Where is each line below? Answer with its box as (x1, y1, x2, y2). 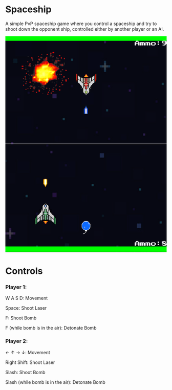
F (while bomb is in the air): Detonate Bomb (5, 325, 97, 331)
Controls (5, 265, 43, 277)
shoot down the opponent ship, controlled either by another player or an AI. (5, 26, 164, 32)
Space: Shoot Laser (5, 305, 47, 311)
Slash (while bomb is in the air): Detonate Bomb (5, 379, 106, 385)
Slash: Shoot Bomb (5, 369, 46, 375)
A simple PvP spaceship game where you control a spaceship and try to (5, 20, 157, 27)
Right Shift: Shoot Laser (5, 359, 55, 365)
